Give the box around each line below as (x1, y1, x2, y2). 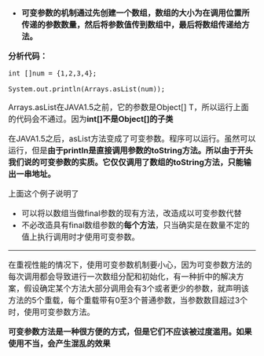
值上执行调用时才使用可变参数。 (21, 232, 140, 242)
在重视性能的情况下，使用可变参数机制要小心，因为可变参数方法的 (8, 259, 253, 270)
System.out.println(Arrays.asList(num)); (8, 85, 166, 94)
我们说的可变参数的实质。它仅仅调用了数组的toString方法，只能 (8, 157, 244, 167)
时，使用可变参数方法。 (8, 306, 96, 317)
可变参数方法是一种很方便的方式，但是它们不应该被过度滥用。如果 (8, 326, 253, 337)
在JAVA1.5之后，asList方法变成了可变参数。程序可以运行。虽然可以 (8, 134, 256, 144)
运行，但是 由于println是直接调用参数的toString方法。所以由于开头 (8, 145, 254, 156)
